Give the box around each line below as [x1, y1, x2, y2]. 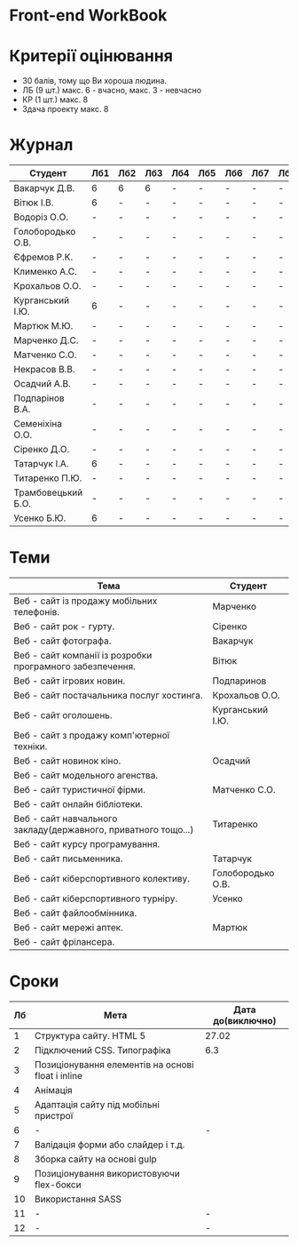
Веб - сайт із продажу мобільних [13, 595, 158, 607]
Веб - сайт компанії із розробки [13, 650, 153, 661]
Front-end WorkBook [9, 5, 168, 26]
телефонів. [13, 606, 60, 618]
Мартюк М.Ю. [13, 320, 74, 332]
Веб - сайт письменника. [13, 852, 123, 865]
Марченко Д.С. [13, 334, 79, 347]
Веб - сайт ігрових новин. [13, 675, 126, 687]
